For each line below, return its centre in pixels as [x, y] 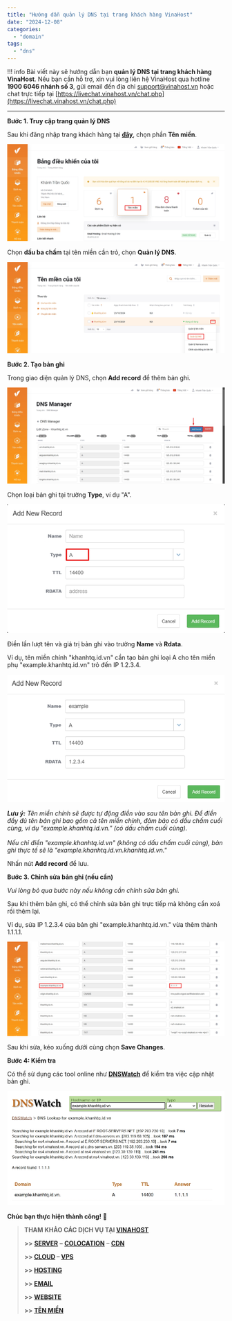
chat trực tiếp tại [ [32, 94]
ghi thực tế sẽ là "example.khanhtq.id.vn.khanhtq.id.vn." [87, 850]
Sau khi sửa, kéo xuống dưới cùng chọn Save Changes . [86, 1047]
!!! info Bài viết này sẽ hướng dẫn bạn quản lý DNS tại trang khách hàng [109, 72]
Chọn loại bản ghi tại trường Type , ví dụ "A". [69, 495]
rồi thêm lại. [24, 912]
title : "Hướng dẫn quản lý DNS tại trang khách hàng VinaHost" [100, 15]
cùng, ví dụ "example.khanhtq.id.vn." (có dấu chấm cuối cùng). [97, 828]
